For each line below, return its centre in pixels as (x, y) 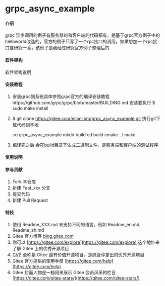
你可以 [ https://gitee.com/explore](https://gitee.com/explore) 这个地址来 (86, 242)
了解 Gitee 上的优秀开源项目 (41, 248)
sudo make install (30, 108)
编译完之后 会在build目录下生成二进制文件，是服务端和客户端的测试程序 (85, 145)
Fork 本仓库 (24, 182)
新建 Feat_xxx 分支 (31, 188)
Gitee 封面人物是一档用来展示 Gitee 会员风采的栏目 (64, 272)
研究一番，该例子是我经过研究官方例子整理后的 (61, 48)
